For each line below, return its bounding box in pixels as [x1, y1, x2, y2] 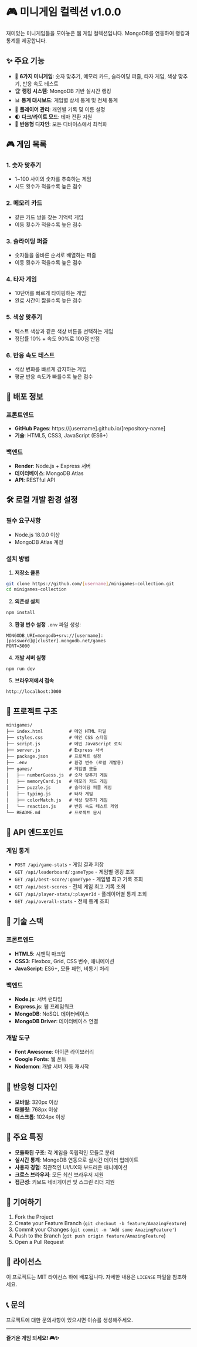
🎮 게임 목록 [6, 140, 47, 150]
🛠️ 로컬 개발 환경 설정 [6, 495, 78, 505]
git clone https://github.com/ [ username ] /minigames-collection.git [6, 580, 175, 586]
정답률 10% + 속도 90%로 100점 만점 [14, 335, 100, 342]
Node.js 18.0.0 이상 [14, 531, 60, 538]
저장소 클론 [14, 569, 40, 576]
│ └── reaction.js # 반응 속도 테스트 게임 [6, 804, 119, 809]
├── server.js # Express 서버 [6, 747, 104, 754]
